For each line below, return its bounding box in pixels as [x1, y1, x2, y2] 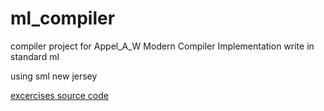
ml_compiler [10, 7, 116, 30]
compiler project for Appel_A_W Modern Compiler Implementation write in [10, 40, 315, 52]
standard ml [10, 50, 60, 62]
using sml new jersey [10, 70, 98, 82]
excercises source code [10, 89, 109, 101]
